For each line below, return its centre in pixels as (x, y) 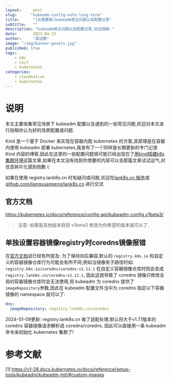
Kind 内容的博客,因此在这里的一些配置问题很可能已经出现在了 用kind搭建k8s (85, 154)
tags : (11, 53)
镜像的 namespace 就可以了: (35, 294)
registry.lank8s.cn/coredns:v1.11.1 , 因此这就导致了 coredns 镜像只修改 (83, 275)
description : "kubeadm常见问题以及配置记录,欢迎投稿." (60, 29)
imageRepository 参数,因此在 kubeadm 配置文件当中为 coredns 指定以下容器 (85, 288)
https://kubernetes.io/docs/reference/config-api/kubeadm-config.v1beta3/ (84, 214)
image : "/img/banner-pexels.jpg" (41, 44)
